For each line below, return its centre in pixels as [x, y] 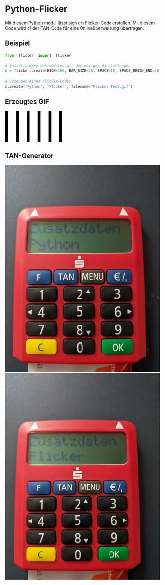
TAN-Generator [29, 156]
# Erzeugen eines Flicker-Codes [38, 81]
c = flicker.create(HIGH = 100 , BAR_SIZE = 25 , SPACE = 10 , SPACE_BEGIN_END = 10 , [83, 71]
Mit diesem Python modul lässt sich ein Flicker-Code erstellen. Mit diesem [80, 23]
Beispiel [18, 44]
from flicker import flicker [38, 55]
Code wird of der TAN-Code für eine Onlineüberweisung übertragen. [75, 28]
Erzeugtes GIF [27, 102]
